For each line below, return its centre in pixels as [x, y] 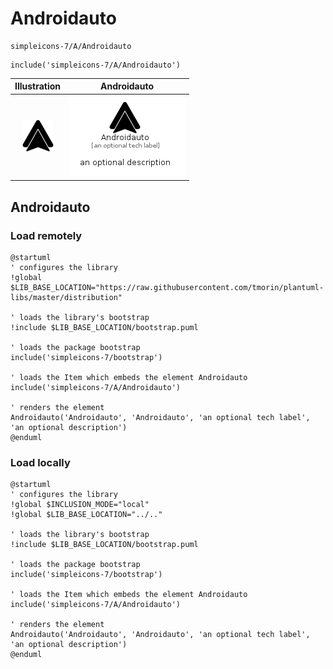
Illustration [38, 86]
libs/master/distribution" [66, 297]
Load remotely [46, 235]
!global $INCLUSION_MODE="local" [80, 505]
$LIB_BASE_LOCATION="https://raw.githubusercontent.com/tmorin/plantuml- [167, 287]
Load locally [40, 462]
